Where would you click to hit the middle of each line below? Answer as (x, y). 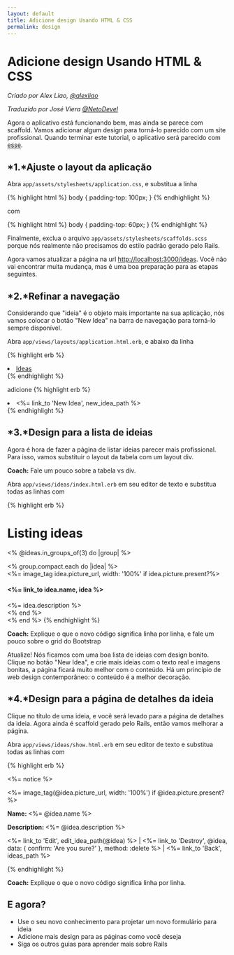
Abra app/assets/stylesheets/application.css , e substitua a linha (102, 184)
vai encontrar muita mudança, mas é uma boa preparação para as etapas (113, 267)
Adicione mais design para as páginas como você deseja (99, 936)
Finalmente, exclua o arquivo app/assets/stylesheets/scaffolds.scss (107, 238)
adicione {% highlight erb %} (49, 389)
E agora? (27, 905)
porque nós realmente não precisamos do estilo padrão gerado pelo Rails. (114, 246)
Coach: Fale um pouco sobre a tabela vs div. (72, 470)
